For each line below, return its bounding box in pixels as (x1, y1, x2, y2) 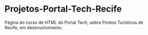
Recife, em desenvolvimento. (4, 24, 63, 30)
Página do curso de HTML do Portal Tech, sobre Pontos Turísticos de (4, 19, 144, 25)
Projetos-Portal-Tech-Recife (4, 3, 122, 15)
